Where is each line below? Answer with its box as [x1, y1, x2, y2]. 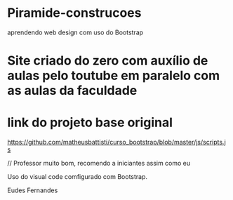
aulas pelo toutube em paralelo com [7, 68, 220, 84]
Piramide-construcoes [7, 5, 142, 21]
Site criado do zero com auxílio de [7, 53, 208, 69]
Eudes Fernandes [7, 186, 58, 194]
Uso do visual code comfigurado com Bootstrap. [7, 173, 148, 181]
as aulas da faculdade [7, 83, 138, 99]
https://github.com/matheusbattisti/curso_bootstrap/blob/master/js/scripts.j [7, 138, 226, 147]
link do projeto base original [7, 114, 173, 131]
